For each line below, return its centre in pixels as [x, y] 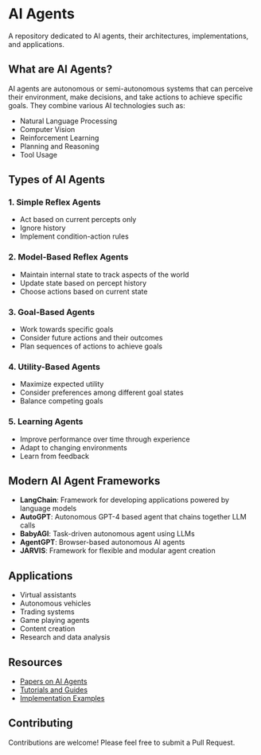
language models [48, 508]
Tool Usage [39, 154]
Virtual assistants [48, 595]
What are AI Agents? [60, 70]
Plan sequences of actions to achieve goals [91, 346]
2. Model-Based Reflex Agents [68, 257]
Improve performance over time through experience [105, 439]
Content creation [47, 629]
